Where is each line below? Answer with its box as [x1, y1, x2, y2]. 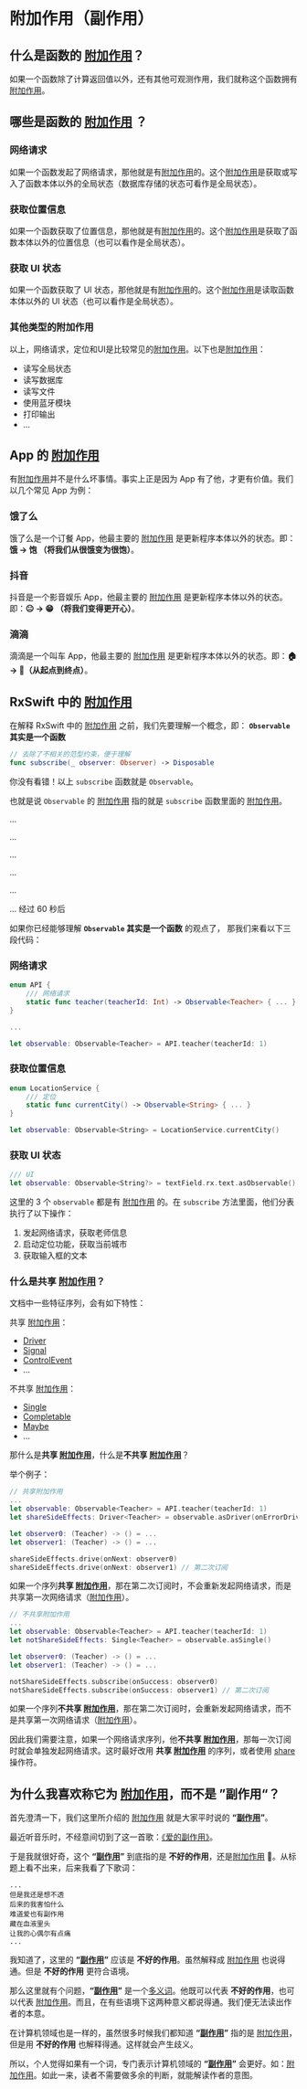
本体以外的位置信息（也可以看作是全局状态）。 [16, 237, 190, 248]
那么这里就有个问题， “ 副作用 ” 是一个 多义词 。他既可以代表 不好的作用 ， [9, 1985, 279, 1997]
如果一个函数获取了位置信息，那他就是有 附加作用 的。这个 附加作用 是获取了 [9, 225, 290, 236]
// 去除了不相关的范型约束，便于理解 [9, 750, 131, 759]
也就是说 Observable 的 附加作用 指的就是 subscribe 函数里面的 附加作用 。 [9, 795, 288, 806]
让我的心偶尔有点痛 [9, 1929, 71, 1938]
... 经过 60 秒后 [9, 903, 66, 914]
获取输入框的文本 [22, 1250, 88, 1261]
